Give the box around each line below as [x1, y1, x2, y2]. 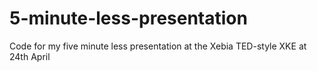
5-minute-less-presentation [9, 7, 248, 30]
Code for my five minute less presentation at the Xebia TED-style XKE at [9, 40, 307, 52]
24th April [9, 50, 51, 62]
